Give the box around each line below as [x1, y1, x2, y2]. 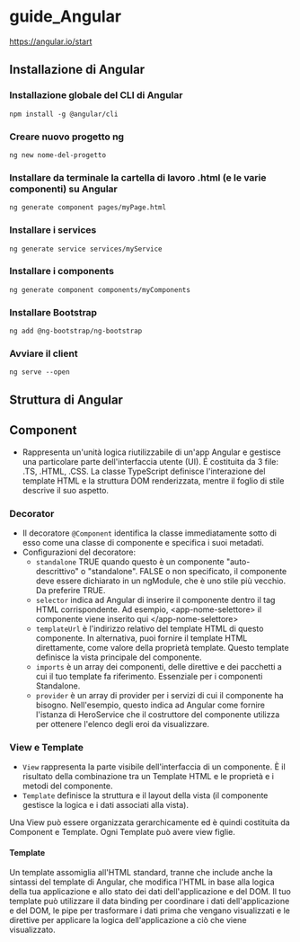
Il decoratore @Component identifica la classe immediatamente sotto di [22, 528, 277, 538]
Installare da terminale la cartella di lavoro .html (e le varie [9, 171, 267, 183]
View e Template [9, 741, 84, 753]
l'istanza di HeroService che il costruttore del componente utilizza [35, 708, 280, 720]
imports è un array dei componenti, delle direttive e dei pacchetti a [35, 661, 283, 671]
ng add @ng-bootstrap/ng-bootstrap [9, 326, 143, 336]
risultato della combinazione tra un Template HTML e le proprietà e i [22, 771, 274, 782]
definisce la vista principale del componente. [35, 652, 202, 662]
